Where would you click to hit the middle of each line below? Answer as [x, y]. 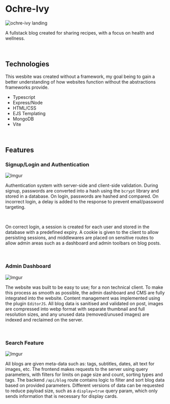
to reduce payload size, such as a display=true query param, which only [81, 391]
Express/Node [28, 102]
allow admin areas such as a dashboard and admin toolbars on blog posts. [83, 243]
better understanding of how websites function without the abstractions [81, 82]
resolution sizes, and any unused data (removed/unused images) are [77, 314]
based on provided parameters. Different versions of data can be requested [84, 386]
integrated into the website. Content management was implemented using [83, 298]
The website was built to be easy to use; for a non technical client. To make [84, 287]
